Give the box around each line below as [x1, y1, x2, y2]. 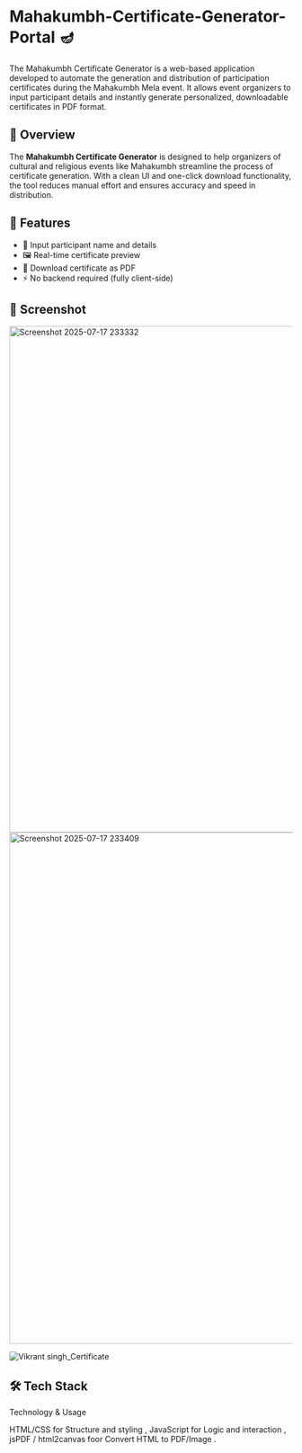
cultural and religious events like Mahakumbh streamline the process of [9, 160, 274, 172]
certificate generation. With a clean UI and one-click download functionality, [9, 170, 292, 181]
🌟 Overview [9, 128, 75, 143]
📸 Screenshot [9, 301, 87, 316]
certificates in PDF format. [9, 101, 107, 111]
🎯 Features [9, 216, 71, 231]
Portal [9, 27, 56, 48]
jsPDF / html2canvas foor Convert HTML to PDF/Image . [9, 1434, 218, 1445]
